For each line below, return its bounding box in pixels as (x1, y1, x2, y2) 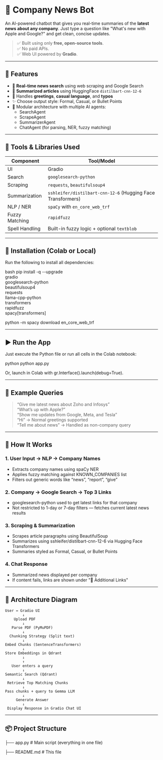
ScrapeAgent (19, 114, 46, 120)
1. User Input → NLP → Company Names (5, 455, 101, 462)
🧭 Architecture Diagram (5, 595, 78, 604)
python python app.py (5, 361, 49, 366)
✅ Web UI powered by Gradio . (16, 51, 78, 57)
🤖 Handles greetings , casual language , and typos (12, 93, 113, 99)
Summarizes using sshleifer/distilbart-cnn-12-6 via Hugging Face (12, 538, 143, 544)
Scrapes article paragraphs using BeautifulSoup (12, 533, 108, 539)
